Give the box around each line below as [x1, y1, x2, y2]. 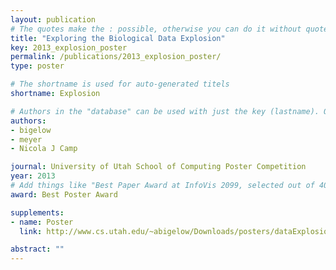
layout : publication [10, 14, 97, 25]
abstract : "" [10, 244, 65, 255]
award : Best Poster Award [10, 189, 118, 200]
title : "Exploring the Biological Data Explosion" [10, 33, 226, 43]
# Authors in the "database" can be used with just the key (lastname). [10, 106, 320, 116]
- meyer [10, 134, 43, 145]
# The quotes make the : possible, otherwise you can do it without [10, 24, 302, 34]
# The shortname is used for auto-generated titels [10, 79, 230, 90]
